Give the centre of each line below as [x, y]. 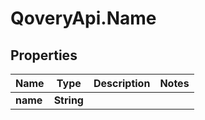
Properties [44, 55]
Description [122, 83]
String [68, 100]
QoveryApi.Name [83, 18]
